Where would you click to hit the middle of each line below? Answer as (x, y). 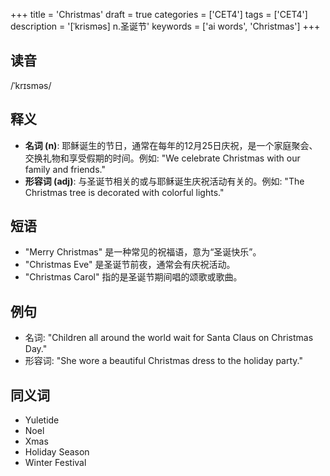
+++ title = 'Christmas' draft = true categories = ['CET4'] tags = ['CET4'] (159, 14)
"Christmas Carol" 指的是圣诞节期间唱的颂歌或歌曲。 (133, 277)
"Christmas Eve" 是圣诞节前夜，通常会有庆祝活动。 (130, 265)
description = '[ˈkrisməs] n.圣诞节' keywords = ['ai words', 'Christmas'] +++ (165, 26)
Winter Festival (55, 463)
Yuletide (42, 420)
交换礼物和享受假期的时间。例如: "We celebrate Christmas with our (162, 158)
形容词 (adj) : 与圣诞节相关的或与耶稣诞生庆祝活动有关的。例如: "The (164, 181)
